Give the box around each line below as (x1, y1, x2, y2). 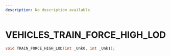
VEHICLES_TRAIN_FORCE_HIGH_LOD (5, 29, 166, 40)
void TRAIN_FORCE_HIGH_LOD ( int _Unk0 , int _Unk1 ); (5, 46, 115, 51)
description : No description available (5, 7, 90, 13)
